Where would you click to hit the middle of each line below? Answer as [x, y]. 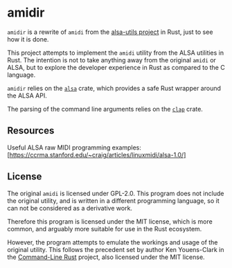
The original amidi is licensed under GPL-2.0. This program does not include [116, 193]
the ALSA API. [27, 96]
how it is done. [28, 39]
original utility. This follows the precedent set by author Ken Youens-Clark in [116, 249]
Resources [31, 131]
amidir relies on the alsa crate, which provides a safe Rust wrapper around [114, 88]
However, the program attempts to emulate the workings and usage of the [113, 242]
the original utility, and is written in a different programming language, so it [113, 200]
